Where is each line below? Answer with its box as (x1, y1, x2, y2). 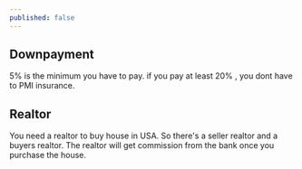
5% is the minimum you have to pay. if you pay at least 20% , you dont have (9, 70, 293, 81)
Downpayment (9, 47, 95, 62)
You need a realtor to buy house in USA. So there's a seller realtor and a (9, 130, 278, 141)
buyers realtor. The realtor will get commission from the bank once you (9, 140, 275, 151)
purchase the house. (9, 150, 87, 161)
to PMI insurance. (9, 80, 75, 91)
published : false (9, 13, 75, 23)
